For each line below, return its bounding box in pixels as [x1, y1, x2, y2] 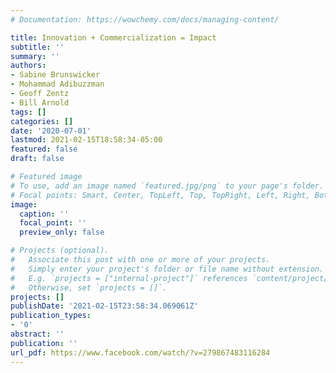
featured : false [10, 144, 78, 155]
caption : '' [19, 209, 70, 219]
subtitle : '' [10, 42, 65, 52]
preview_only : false [19, 227, 105, 238]
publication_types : [10, 311, 92, 321]
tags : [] [10, 107, 47, 117]
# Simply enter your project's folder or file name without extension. [10, 264, 325, 274]
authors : [10, 61, 47, 71]
